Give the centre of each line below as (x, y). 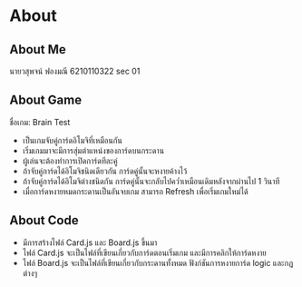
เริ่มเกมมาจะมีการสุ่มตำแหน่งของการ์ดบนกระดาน (93, 150)
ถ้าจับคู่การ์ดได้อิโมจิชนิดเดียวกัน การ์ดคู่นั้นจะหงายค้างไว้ (105, 171)
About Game (46, 100)
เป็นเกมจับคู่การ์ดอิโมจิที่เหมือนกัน (72, 140)
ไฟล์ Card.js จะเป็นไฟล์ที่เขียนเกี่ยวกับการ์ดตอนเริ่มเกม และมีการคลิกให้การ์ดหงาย (145, 252)
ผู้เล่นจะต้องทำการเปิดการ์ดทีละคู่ (70, 161)
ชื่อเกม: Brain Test (40, 122)
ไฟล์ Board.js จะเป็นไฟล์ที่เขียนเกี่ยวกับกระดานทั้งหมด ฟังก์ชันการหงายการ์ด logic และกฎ (158, 262)
